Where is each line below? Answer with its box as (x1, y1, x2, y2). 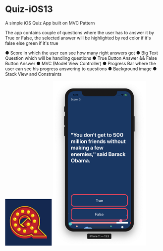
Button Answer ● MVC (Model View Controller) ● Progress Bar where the (5, 60, 156, 66)
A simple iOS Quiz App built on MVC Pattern (5, 20, 95, 26)
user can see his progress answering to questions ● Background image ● (5, 66, 157, 72)
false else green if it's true (5, 40, 58, 46)
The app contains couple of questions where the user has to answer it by (5, 29, 155, 35)
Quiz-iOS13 (5, 3, 53, 15)
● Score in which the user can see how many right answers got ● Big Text (5, 50, 159, 56)
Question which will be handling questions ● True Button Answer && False (5, 55, 157, 61)
